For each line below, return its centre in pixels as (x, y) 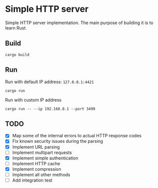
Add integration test (32, 180)
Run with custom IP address (33, 100)
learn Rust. (16, 28)
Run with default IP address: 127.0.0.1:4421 (50, 82)
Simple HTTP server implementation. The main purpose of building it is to (79, 23)
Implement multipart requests (42, 152)
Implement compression (37, 169)
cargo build (17, 55)
